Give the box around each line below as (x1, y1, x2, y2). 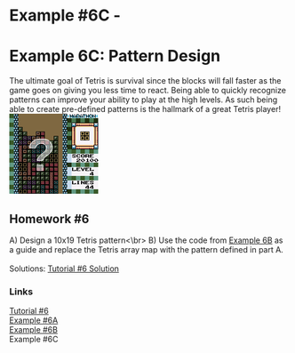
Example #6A (9, 315, 59, 325)
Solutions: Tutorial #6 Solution (9, 263, 120, 274)
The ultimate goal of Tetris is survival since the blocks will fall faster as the (9, 76, 282, 86)
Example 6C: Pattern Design (9, 46, 221, 67)
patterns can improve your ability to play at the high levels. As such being (9, 94, 278, 105)
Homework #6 (9, 211, 90, 227)
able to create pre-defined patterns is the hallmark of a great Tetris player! (9, 104, 282, 115)
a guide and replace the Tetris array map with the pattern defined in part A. (9, 244, 284, 254)
